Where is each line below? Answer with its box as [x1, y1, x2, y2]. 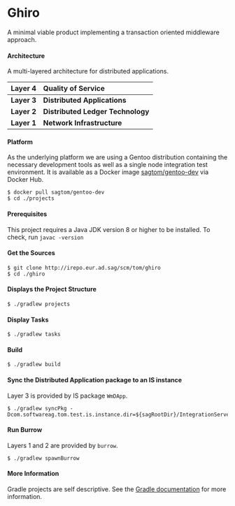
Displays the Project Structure [7, 285, 97, 294]
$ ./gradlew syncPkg [7, 405, 68, 412]
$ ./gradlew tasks [7, 331, 61, 338]
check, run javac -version [7, 233, 84, 241]
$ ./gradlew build [7, 361, 61, 368]
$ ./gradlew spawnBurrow [7, 454, 80, 462]
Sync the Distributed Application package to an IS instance [7, 375, 183, 384]
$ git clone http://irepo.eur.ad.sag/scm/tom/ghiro [7, 264, 161, 271]
